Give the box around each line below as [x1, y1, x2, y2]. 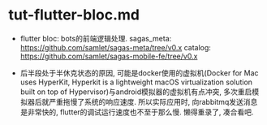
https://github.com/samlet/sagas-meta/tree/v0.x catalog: [19, 42, 211, 52]
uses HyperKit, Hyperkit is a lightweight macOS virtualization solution [19, 77, 253, 87]
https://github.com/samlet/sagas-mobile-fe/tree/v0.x [19, 51, 198, 61]
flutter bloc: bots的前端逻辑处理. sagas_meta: [19, 33, 172, 43]
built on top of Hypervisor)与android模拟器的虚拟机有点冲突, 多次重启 [19, 87, 252, 97]
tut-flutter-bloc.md [8, 6, 140, 24]
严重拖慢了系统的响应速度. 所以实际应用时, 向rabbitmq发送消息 [48, 97, 258, 106]
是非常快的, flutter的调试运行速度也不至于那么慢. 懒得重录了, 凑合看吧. [19, 107, 254, 117]
